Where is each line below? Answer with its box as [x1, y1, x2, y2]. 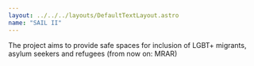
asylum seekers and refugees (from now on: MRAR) [8, 49, 178, 58]
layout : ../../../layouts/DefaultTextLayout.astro [8, 11, 179, 20]
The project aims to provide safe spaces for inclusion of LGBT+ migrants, [8, 40, 247, 49]
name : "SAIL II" [8, 19, 62, 27]
